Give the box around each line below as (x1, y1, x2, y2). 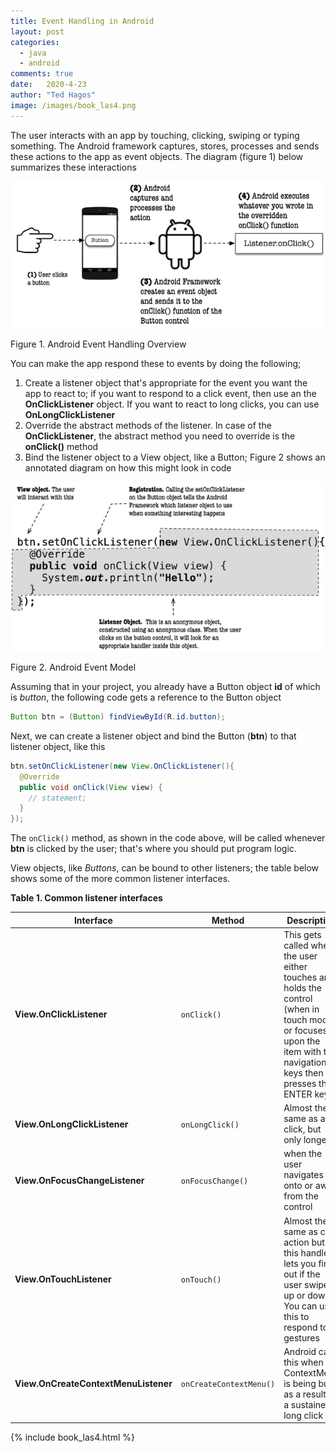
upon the (283, 1035, 321, 1047)
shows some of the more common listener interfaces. (10, 873, 231, 885)
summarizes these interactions (10, 161, 137, 173)
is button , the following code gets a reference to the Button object (10, 691, 282, 704)
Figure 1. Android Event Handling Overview (10, 338, 187, 350)
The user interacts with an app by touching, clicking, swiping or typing (10, 129, 300, 141)
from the (283, 1190, 319, 1202)
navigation (283, 1056, 327, 1068)
